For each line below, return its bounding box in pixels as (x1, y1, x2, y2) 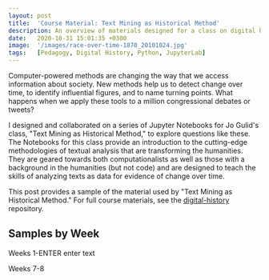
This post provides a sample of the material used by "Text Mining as (8, 187, 233, 196)
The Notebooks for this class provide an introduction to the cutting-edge (8, 138, 248, 146)
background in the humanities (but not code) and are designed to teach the (8, 163, 256, 172)
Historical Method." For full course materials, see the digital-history (8, 195, 230, 205)
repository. (8, 204, 44, 213)
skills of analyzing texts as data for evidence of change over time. (8, 171, 226, 181)
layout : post (8, 11, 52, 20)
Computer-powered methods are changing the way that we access (8, 71, 230, 80)
